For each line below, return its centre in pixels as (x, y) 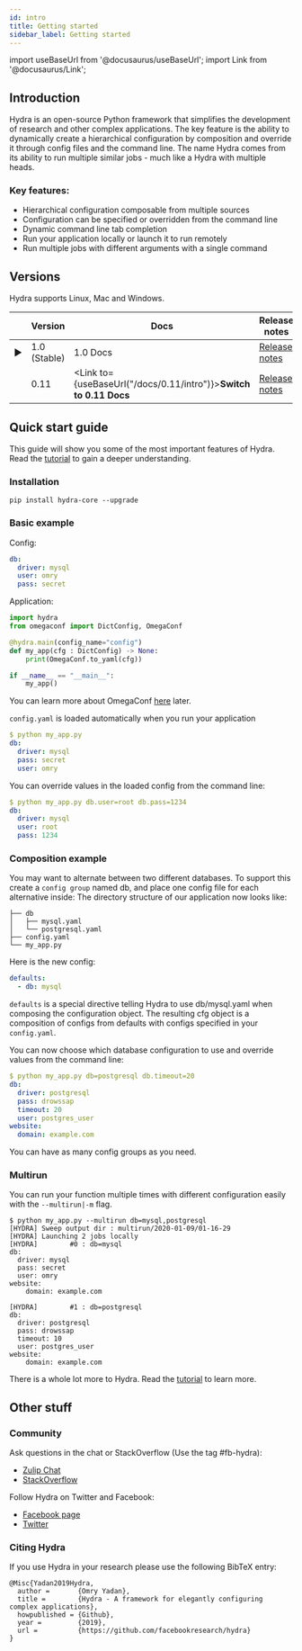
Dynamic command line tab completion (95, 229)
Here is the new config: (53, 962)
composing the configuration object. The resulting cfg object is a (129, 1014)
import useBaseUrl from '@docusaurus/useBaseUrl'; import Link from (138, 60)
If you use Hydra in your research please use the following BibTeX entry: (143, 1567)
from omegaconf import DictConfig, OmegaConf (96, 626)
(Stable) (48, 358)
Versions (35, 277)
